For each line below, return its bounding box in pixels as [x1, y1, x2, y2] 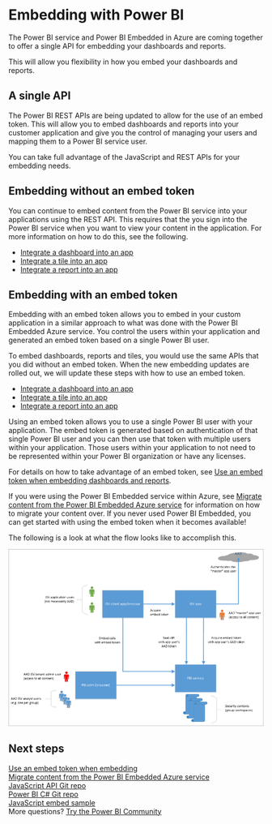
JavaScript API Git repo [8, 780, 87, 790]
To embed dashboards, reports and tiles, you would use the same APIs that [8, 351, 259, 361]
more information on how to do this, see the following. [8, 231, 189, 241]
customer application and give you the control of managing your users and [8, 127, 257, 137]
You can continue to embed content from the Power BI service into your [8, 205, 248, 216]
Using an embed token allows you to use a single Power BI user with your [8, 417, 253, 427]
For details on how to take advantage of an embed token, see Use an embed [8, 467, 263, 477]
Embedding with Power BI [8, 6, 185, 24]
